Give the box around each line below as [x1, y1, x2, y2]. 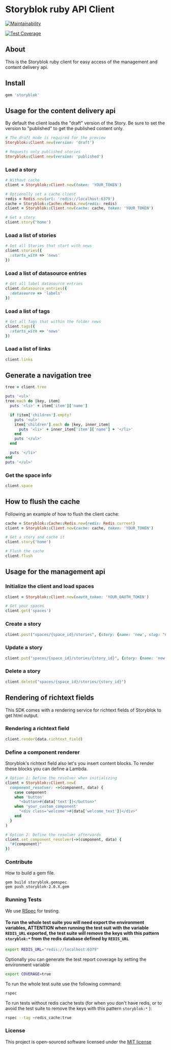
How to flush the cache [5, 497, 80, 506]
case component [14, 789, 47, 795]
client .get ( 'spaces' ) [5, 608, 51, 613]
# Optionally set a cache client [5, 191, 76, 197]
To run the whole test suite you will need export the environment [5, 919, 145, 926]
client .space [5, 483, 33, 488]
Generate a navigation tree [5, 371, 92, 379]
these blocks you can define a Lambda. [5, 766, 88, 772]
